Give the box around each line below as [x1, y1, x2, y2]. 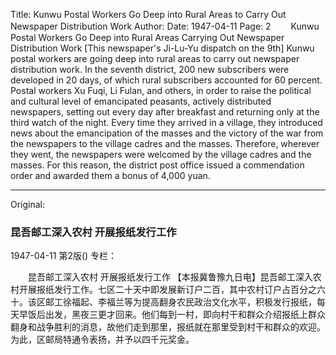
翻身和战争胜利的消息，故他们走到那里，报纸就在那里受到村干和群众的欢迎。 [10, 321, 326, 333]
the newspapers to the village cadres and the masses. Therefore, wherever [10, 138, 320, 149]
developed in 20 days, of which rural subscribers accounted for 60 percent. [10, 74, 323, 86]
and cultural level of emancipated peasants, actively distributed [10, 95, 272, 107]
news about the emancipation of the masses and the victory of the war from [10, 127, 324, 139]
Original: [10, 199, 46, 210]
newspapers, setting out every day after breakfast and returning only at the [10, 106, 320, 118]
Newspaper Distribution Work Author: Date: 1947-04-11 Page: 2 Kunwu [10, 20, 320, 32]
